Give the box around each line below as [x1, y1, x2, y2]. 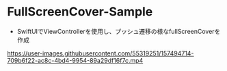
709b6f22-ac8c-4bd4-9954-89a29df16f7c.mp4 [7, 56, 144, 64]
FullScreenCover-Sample [7, 4, 153, 20]
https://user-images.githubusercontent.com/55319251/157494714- [7, 49, 194, 57]
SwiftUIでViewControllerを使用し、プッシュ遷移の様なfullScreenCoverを [16, 27, 221, 35]
